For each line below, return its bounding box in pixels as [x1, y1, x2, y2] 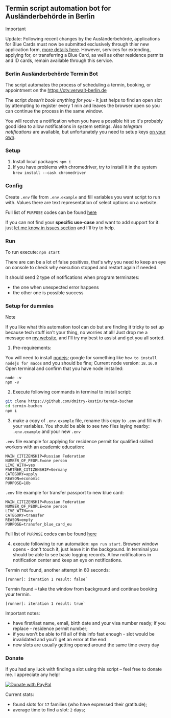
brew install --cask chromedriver [12, 170, 86, 176]
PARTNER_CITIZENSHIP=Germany [5, 467, 67, 472]
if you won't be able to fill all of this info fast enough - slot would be [12, 630, 155, 637]
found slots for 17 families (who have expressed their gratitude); [12, 701, 147, 708]
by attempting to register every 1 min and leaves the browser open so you [5, 102, 160, 109]
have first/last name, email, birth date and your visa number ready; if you [12, 620, 166, 626]
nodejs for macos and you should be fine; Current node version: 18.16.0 [5, 360, 157, 366]
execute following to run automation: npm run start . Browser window [12, 540, 158, 547]
